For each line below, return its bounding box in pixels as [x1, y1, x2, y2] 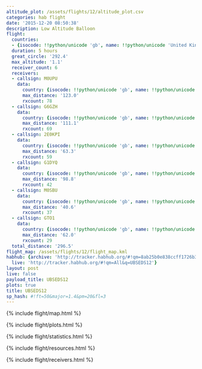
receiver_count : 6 [11, 64, 58, 71]
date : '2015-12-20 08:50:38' [6, 20, 79, 26]
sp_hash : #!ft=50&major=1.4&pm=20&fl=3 [6, 293, 106, 299]
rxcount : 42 [22, 182, 52, 188]
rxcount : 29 [22, 238, 52, 244]
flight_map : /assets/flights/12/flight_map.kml [6, 248, 128, 255]
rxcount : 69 [22, 126, 52, 132]
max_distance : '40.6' [22, 204, 77, 210]
